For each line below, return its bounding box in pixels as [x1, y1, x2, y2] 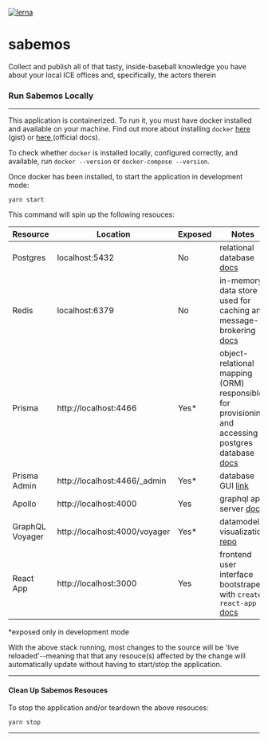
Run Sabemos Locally [8, 90, 94, 101]
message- [219, 315, 259, 326]
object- [219, 347, 249, 359]
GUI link [219, 481, 250, 492]
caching [219, 305, 250, 316]
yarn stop [8, 718, 41, 727]
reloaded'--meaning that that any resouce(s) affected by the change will [8, 651, 246, 661]
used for [219, 295, 251, 306]
